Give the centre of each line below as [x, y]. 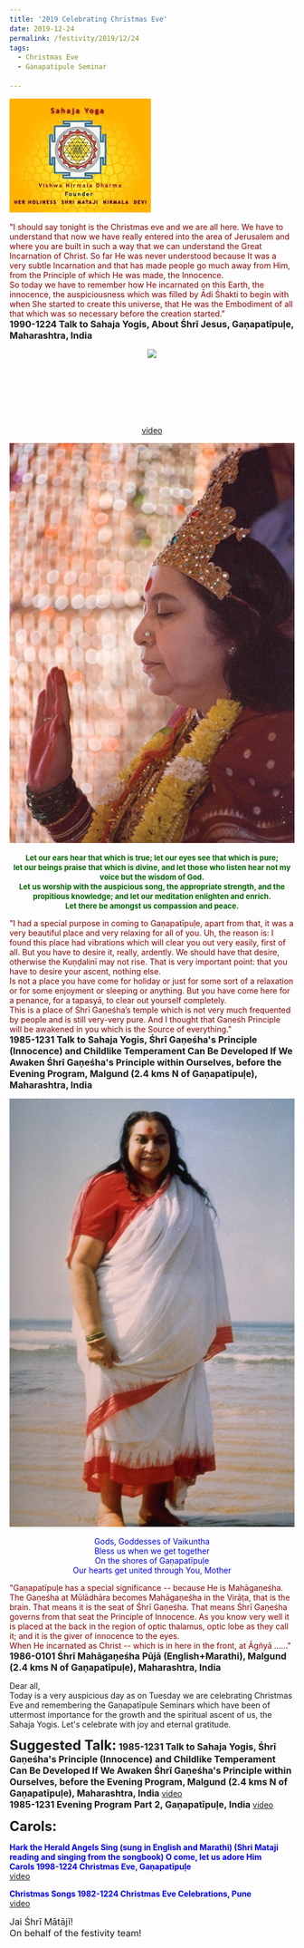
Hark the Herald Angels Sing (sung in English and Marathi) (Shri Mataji [144, 1847]
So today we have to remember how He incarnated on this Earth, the [137, 285]
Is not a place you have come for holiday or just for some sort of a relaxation [152, 981]
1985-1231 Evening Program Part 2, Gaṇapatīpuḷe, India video [142, 1805]
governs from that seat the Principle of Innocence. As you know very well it [149, 1617]
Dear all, [25, 1686]
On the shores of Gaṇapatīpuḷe [152, 1561]
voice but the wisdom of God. [152, 877]
